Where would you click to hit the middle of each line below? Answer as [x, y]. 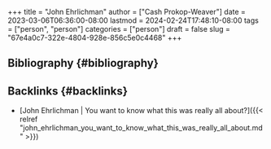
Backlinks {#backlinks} [68, 91]
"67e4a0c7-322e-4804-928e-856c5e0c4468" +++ [95, 37]
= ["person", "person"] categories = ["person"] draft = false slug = [119, 29]
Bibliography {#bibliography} [83, 63]
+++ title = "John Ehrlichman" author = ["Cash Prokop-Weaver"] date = [127, 12]
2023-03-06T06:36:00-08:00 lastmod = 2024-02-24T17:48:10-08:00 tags [133, 20]
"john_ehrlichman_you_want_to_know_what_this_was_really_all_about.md [141, 128]
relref [28, 119]
